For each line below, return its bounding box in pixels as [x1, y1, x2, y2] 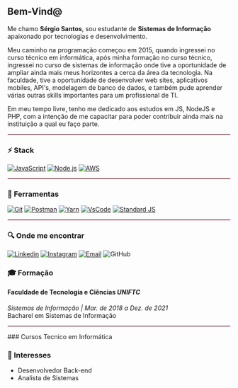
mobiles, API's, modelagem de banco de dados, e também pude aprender [7, 83, 223, 91]
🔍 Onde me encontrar [7, 231, 85, 241]
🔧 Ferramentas [7, 189, 59, 199]
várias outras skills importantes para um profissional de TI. [7, 91, 178, 99]
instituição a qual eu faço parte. [7, 120, 100, 128]
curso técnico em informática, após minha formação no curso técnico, [7, 53, 212, 62]
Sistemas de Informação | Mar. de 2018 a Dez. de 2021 [7, 304, 169, 312]
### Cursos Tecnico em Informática [7, 332, 113, 341]
